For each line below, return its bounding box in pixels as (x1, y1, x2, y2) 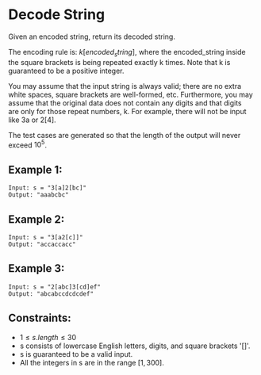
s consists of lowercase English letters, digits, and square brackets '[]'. (19, 341, 251, 350)
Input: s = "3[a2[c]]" (8, 234, 83, 242)
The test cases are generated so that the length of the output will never (8, 130, 241, 140)
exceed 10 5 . (8, 139, 48, 150)
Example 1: (8, 163, 63, 176)
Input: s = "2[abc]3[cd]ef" (8, 283, 102, 291)
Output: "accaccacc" (8, 240, 77, 249)
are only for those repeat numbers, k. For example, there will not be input (8, 106, 248, 116)
